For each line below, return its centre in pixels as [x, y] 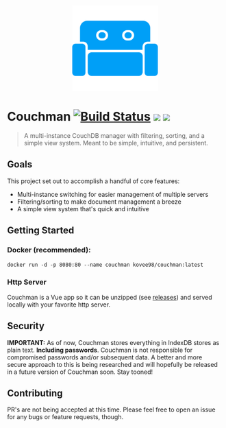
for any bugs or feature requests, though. [65, 417]
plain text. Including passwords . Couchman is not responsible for [100, 350]
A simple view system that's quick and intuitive [83, 209]
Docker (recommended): [49, 250]
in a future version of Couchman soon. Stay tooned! [80, 372]
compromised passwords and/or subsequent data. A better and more [105, 357]
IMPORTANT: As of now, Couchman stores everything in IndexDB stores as [113, 342]
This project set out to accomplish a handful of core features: [93, 181]
